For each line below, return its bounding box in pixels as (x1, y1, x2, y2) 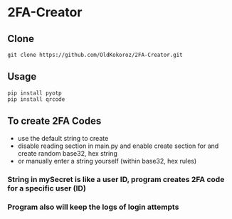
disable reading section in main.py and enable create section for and (17, 141, 219, 150)
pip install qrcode (7, 95, 65, 103)
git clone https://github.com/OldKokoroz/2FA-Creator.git (7, 51, 183, 58)
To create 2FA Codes (7, 115, 102, 127)
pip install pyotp (7, 90, 62, 97)
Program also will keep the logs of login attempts (7, 202, 179, 212)
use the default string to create (17, 134, 109, 142)
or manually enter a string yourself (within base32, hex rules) (17, 156, 197, 165)
